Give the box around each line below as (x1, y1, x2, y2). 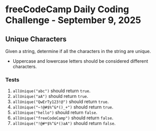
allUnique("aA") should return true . (12, 93, 88, 99)
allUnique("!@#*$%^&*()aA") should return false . (12, 120, 116, 126)
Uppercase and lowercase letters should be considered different (12, 58, 148, 64)
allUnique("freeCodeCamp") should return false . (12, 115, 114, 121)
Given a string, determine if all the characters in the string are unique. (5, 48, 151, 54)
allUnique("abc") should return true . (12, 88, 91, 94)
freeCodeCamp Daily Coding (5, 4, 129, 15)
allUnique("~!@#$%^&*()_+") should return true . (12, 104, 114, 110)
